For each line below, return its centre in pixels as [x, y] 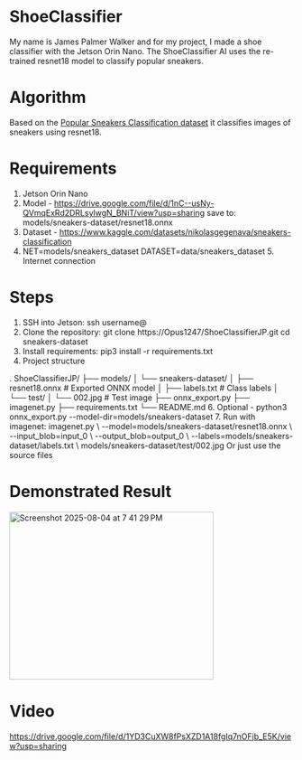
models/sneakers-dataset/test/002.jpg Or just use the [181, 446]
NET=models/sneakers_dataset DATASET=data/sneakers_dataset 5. [148, 251]
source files [31, 455]
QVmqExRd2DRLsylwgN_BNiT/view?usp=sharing [114, 212]
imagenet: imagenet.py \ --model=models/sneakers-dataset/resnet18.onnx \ [151, 426]
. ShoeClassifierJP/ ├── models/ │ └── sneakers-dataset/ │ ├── [132, 378]
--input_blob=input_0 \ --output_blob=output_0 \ [99, 436]
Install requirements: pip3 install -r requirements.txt [118, 351]
